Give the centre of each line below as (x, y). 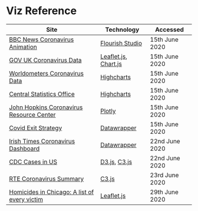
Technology (122, 29)
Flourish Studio (121, 43)
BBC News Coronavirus (42, 39)
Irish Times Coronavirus (42, 141)
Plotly (108, 111)
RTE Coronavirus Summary (47, 179)
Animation (23, 47)
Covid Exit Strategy (36, 128)
